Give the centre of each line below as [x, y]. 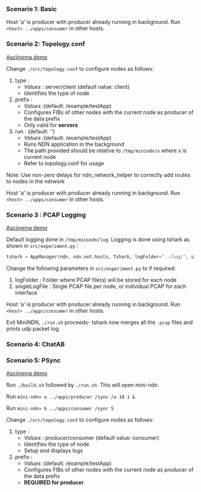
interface [26, 292]
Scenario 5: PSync [33, 360]
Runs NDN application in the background [74, 144]
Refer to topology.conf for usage [64, 163]
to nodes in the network [36, 181]
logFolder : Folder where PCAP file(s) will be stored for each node [96, 280]
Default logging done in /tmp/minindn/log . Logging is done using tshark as [98, 239]
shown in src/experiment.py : [42, 245]
